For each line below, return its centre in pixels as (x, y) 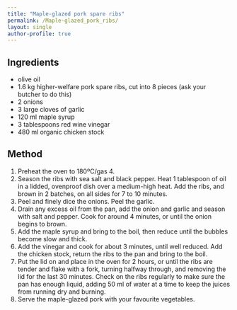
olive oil (29, 79)
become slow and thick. (52, 239)
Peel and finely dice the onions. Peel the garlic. (86, 201)
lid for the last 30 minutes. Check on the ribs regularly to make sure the (121, 276)
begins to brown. (42, 224)
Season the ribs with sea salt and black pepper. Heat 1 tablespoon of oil (122, 178)
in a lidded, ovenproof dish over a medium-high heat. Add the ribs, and (121, 186)
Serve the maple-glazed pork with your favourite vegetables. (106, 299)
